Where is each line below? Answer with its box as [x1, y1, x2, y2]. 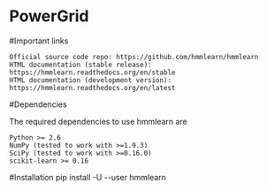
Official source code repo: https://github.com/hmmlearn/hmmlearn [9, 52, 259, 61]
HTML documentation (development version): [9, 75, 172, 85]
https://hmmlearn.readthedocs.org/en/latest [9, 83, 176, 92]
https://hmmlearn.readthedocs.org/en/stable [9, 68, 176, 77]
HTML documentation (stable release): [9, 60, 152, 69]
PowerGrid [9, 6, 89, 27]
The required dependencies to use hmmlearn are [9, 116, 187, 126]
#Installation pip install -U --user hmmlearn [9, 172, 166, 182]
